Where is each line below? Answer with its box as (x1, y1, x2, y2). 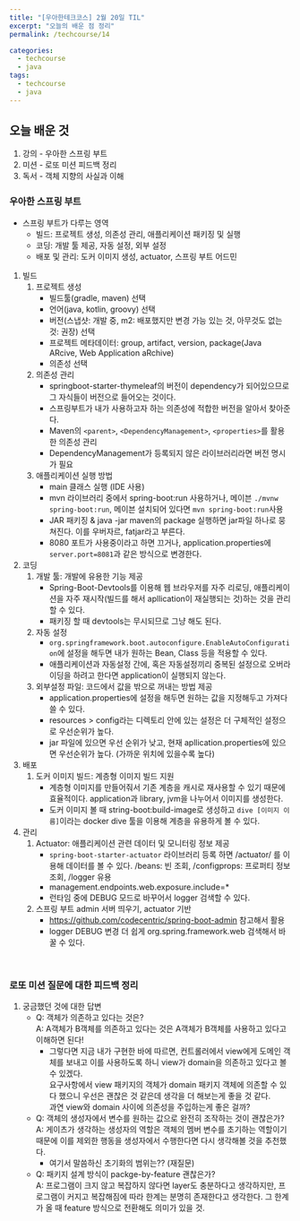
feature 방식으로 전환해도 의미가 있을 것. (64, 1202, 206, 1214)
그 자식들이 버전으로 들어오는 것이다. (48, 391, 176, 402)
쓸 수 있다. (48, 703, 85, 714)
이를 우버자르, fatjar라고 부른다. (75, 526, 185, 537)
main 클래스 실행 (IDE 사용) (48, 481, 145, 492)
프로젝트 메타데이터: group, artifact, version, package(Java (48, 337, 262, 348)
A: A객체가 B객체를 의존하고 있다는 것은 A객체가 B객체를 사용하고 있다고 (35, 1023, 287, 1035)
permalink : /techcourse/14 (9, 30, 110, 39)
